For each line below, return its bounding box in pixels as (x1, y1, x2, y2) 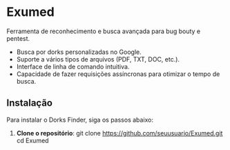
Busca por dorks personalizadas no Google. (16, 48, 142, 56)
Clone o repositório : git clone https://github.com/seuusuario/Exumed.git (16, 129, 223, 137)
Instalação (6, 97, 53, 109)
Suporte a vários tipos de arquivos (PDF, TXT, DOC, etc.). (16, 55, 180, 63)
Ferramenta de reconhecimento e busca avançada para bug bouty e (6, 27, 201, 35)
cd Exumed (16, 136, 49, 144)
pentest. (6, 34, 30, 42)
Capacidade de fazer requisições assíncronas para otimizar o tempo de (16, 70, 220, 78)
